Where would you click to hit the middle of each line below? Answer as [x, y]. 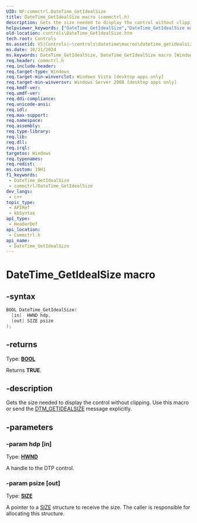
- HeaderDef [23, 224]
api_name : [18, 240]
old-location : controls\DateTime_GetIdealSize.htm [69, 33]
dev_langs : [19, 191]
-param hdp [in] [29, 444]
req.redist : [21, 164]
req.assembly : [23, 126]
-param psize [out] [33, 483]
